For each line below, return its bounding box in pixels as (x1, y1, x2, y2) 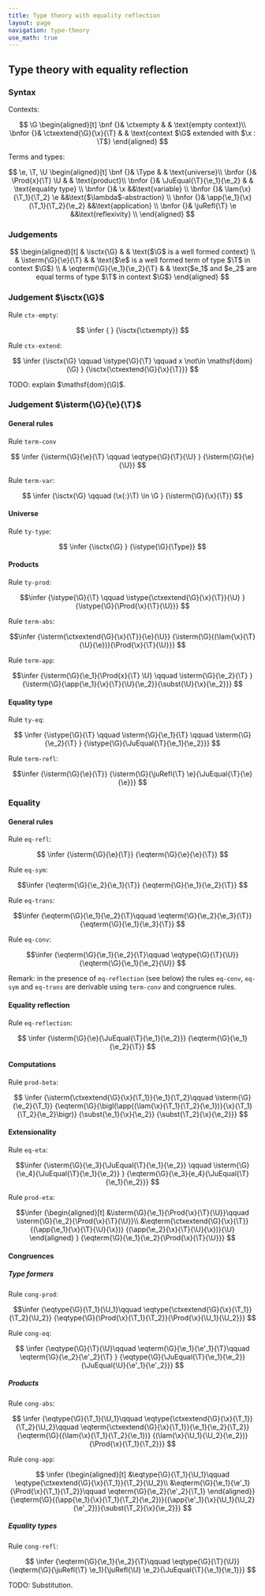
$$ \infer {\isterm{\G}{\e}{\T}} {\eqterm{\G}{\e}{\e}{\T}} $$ (36, 850, 229, 859)
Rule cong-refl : (8, 1541, 59, 1550)
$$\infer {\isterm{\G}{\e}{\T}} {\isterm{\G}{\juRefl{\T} (12, 769, 185, 779)
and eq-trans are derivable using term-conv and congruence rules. (21, 982, 237, 992)
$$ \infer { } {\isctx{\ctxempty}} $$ (76, 325, 189, 334)
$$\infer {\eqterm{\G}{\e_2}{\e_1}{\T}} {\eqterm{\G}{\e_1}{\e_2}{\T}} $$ (17, 881, 248, 890)
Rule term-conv (8, 436, 57, 446)
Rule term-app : (8, 655, 55, 665)
